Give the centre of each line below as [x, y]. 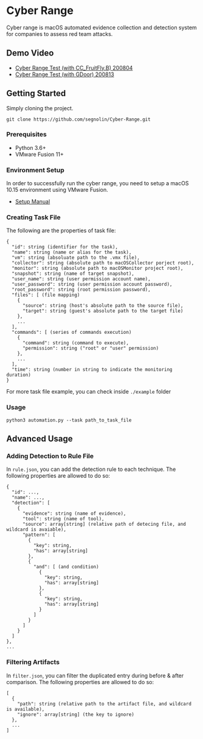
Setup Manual [33, 202]
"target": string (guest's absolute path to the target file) [103, 311]
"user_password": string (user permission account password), [92, 285]
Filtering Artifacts [33, 662]
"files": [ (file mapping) [46, 295]
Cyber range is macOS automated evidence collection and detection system [102, 27]
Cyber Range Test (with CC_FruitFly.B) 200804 [74, 68]
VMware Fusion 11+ [39, 154]
